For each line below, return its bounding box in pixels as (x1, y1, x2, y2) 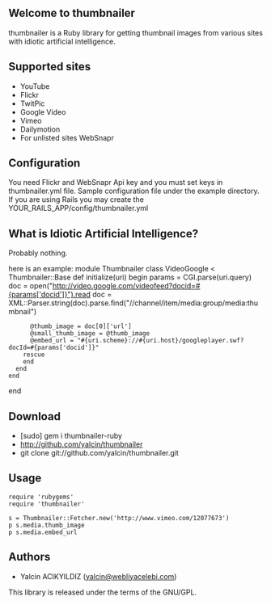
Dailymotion (19, 124, 61, 134)
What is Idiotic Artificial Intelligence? (8, 226, 199, 241)
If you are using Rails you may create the (8, 195, 144, 204)
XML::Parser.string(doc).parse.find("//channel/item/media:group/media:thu (8, 298, 259, 308)
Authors (8, 550, 51, 564)
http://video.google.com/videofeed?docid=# (52, 281, 201, 291)
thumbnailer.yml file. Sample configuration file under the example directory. (8, 186, 260, 196)
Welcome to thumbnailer (8, 6, 136, 20)
